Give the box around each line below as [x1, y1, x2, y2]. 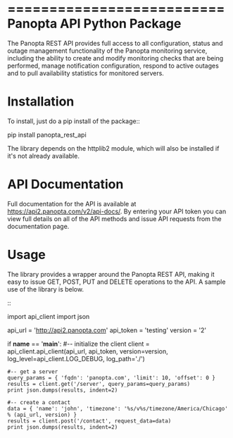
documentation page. [7, 222, 70, 230]
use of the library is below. [7, 284, 84, 293]
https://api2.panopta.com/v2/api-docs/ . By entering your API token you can [7, 207, 227, 215]
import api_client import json [7, 312, 90, 320]
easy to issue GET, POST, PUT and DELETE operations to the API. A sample [7, 277, 226, 286]
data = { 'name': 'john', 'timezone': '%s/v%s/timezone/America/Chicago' [7, 405, 229, 412]
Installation [7, 94, 75, 110]
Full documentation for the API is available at [7, 199, 137, 208]
